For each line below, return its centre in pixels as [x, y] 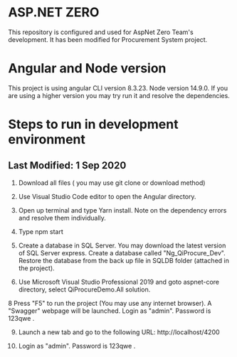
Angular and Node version [87, 69]
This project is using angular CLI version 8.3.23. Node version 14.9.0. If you [118, 88]
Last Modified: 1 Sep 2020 [67, 165]
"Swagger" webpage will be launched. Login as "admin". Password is [110, 311]
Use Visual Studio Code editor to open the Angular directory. [107, 196]
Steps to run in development [93, 124]
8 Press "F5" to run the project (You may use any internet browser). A [110, 303]
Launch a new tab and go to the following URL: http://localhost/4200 [119, 332]
